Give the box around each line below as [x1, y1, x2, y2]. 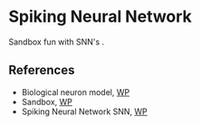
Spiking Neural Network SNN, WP [21, 106, 148, 117]
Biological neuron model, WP [21, 86, 130, 97]
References [8, 63, 75, 78]
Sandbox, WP [21, 96, 73, 107]
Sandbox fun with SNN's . [8, 36, 105, 47]
